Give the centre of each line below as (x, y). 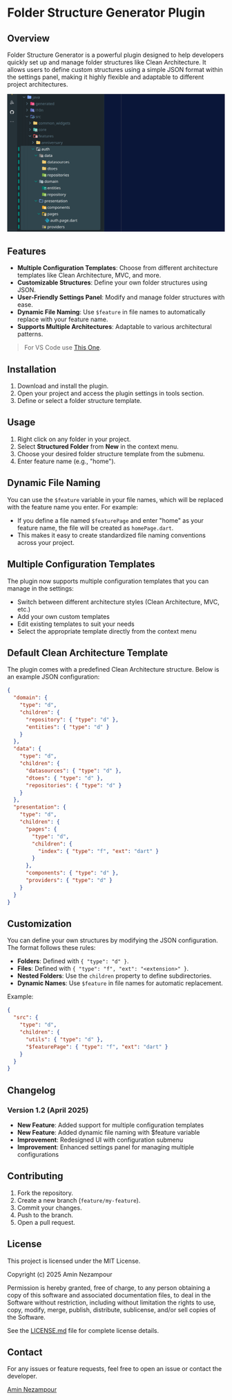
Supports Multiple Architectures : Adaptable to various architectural (114, 327)
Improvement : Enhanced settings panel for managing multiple (106, 1147)
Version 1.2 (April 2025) (48, 1110)
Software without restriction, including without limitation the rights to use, (112, 1302)
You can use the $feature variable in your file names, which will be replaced (115, 499)
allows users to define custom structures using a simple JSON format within (115, 70)
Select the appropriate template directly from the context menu (107, 631)
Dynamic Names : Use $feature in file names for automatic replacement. (120, 983)
